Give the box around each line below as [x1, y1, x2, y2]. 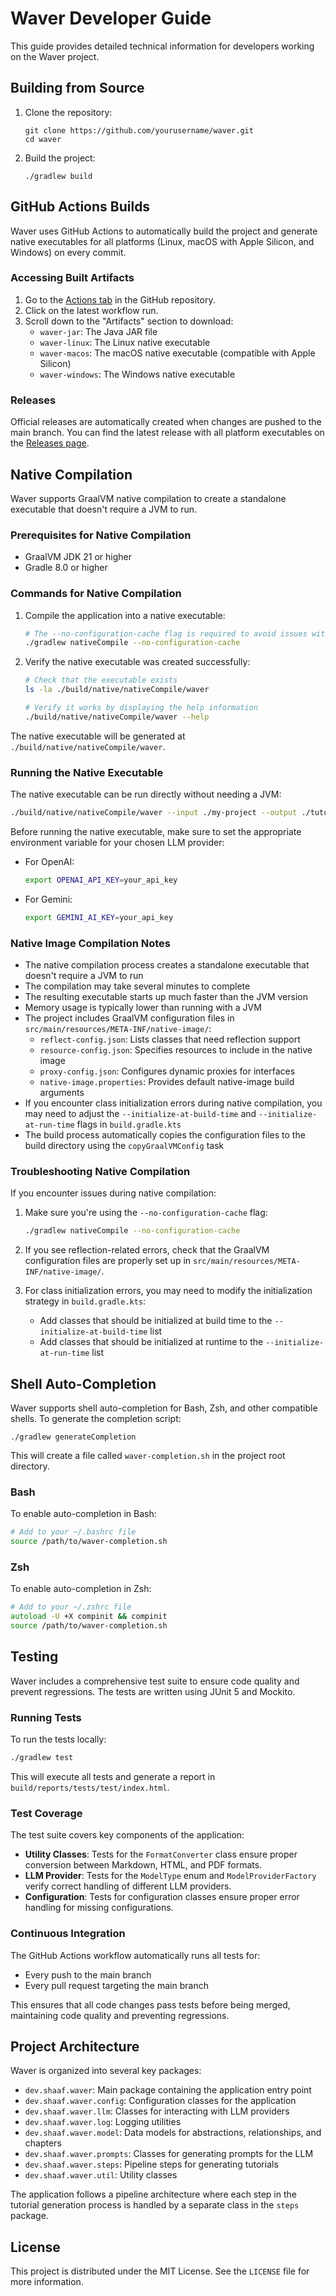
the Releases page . [10, 437, 90, 449]
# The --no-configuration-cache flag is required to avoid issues [24, 628, 308, 639]
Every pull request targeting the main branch [24, 1979, 209, 1991]
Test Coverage [10, 1806, 83, 1820]
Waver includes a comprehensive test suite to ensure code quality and [10, 1675, 300, 1687]
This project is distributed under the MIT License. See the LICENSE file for [10, 2265, 310, 2277]
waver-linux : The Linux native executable [39, 336, 211, 348]
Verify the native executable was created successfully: [24, 656, 251, 668]
